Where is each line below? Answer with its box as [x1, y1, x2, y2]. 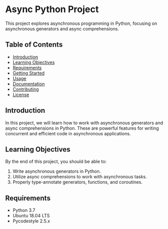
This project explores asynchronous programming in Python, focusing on [5, 20, 158, 26]
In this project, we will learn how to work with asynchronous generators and [5, 120, 163, 126]
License [12, 91, 29, 97]
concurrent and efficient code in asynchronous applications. [5, 130, 131, 136]
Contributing [12, 86, 39, 92]
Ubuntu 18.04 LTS [12, 213, 50, 219]
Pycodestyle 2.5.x [12, 218, 51, 224]
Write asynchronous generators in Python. [12, 168, 101, 174]
